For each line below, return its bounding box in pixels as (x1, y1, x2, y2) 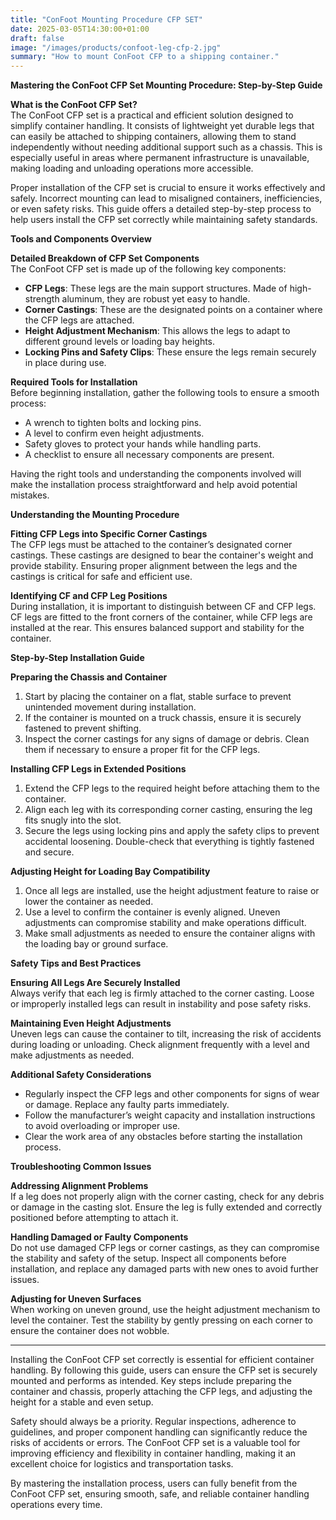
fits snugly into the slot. (24, 814, 122, 826)
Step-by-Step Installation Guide (10, 652, 145, 664)
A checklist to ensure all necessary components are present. (24, 449, 275, 461)
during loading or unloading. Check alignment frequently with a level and (10, 1039, 310, 1051)
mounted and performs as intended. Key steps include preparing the (10, 1375, 292, 1387)
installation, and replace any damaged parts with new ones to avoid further (10, 1263, 319, 1275)
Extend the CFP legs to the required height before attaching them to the (24, 782, 320, 795)
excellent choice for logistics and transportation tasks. (10, 1458, 234, 1470)
